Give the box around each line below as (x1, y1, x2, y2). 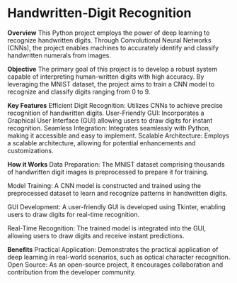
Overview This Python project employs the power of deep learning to (7, 28, 210, 37)
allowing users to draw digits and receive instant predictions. (7, 231, 185, 240)
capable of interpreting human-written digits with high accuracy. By (7, 72, 204, 81)
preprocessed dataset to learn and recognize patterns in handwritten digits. (7, 189, 228, 197)
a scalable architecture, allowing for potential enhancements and (7, 138, 196, 147)
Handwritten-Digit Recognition (7, 5, 192, 21)
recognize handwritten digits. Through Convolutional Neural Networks (7, 35, 212, 44)
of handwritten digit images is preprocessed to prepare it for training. (7, 167, 209, 176)
